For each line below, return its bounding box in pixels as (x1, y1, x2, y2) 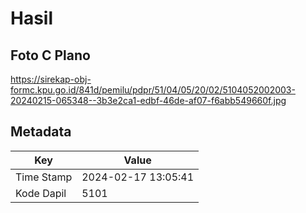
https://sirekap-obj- (10, 73, 92, 85)
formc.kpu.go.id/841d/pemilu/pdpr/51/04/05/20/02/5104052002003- (10, 84, 296, 96)
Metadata (10, 123, 72, 141)
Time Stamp (15, 170, 73, 184)
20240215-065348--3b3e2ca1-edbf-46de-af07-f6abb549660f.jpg (10, 95, 287, 106)
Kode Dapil (15, 186, 67, 200)
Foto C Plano (10, 47, 91, 64)
